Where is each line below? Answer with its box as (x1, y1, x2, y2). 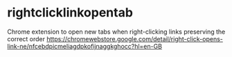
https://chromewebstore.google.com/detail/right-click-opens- (46, 34, 224, 43)
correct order (7, 34, 46, 43)
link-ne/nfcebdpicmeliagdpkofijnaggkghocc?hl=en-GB (7, 42, 163, 50)
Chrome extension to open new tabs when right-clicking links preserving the (7, 27, 226, 36)
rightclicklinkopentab (7, 5, 134, 21)
